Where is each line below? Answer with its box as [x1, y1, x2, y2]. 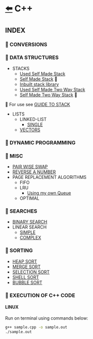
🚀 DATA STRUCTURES [5, 54, 59, 61]
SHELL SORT [12, 274, 40, 280]
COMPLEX [19, 235, 41, 241]
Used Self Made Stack [19, 70, 66, 76]
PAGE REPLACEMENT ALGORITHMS [12, 174, 87, 180]
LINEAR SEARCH [12, 224, 47, 230]
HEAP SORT [12, 258, 37, 264]
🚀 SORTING [5, 247, 33, 254]
